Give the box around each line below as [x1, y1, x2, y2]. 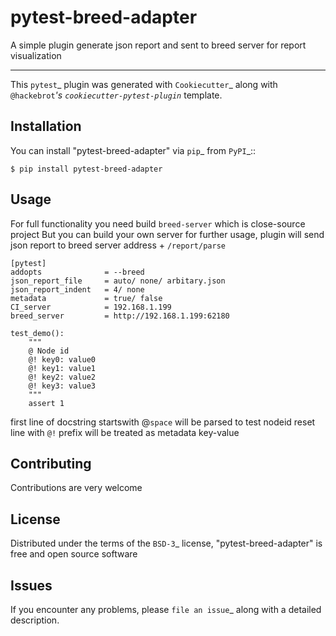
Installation [10, 118, 82, 135]
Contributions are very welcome [10, 482, 143, 494]
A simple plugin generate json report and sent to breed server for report [10, 39, 307, 51]
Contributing [10, 455, 92, 472]
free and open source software [10, 548, 138, 560]
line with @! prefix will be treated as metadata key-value [10, 426, 240, 438]
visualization [10, 49, 62, 61]
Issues [10, 577, 53, 594]
